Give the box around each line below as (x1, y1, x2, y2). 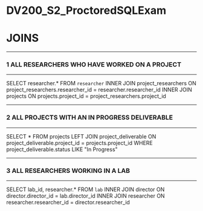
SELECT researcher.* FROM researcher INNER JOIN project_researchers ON (6, 80, 196, 87)
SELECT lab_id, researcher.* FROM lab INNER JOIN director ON (6, 186, 165, 193)
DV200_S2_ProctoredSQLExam (6, 4, 167, 18)
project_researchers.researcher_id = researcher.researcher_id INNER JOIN (6, 86, 192, 94)
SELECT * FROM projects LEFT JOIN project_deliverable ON (6, 132, 156, 140)
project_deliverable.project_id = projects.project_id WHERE (6, 139, 153, 146)
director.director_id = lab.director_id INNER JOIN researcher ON (6, 192, 165, 200)
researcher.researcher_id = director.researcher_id (6, 199, 130, 206)
